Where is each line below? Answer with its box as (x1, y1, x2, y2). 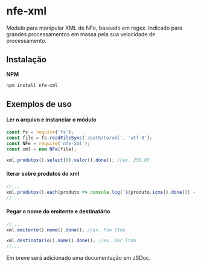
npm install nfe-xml (6, 82, 59, 88)
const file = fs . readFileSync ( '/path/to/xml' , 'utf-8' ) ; (6, 135, 153, 141)
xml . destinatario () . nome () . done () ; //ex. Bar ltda (6, 237, 136, 244)
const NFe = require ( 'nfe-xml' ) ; (6, 140, 91, 146)
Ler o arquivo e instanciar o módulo (6, 116, 97, 123)
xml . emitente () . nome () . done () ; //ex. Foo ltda (6, 227, 126, 233)
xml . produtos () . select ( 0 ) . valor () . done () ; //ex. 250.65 (6, 157, 150, 163)
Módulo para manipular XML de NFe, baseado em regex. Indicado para (6, 24, 183, 31)
